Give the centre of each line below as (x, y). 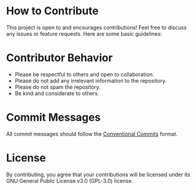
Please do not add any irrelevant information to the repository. (91, 80)
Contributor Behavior (59, 58)
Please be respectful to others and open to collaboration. (84, 74)
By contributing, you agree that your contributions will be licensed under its (98, 175)
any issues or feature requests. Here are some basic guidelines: (84, 33)
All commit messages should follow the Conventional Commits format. (92, 134)
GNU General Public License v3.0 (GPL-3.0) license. (70, 180)
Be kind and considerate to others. (57, 93)
